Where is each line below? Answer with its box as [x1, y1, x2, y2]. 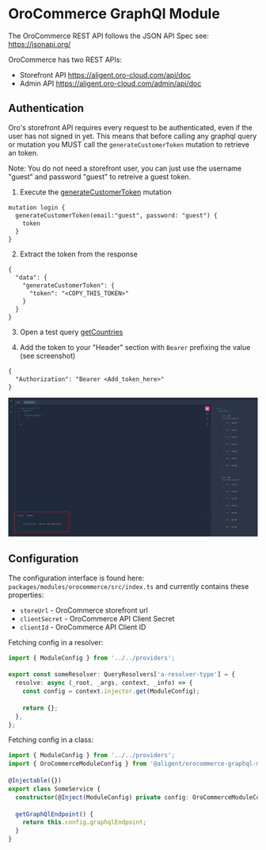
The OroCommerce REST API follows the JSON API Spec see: [8, 31, 210, 40]
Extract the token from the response [19, 249, 139, 259]
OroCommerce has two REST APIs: [8, 55, 123, 64]
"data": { [15, 273, 47, 282]
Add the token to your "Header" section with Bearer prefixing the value [19, 342, 251, 352]
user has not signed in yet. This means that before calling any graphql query [8, 131, 257, 140]
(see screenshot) [19, 351, 76, 360]
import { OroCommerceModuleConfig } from [8, 760, 147, 768]
